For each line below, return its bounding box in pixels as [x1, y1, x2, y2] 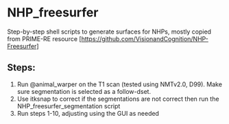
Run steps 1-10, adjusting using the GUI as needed [16, 109, 160, 117]
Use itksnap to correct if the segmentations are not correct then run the [16, 95, 219, 103]
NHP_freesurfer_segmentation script [16, 101, 121, 110]
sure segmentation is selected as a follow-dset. [16, 87, 152, 95]
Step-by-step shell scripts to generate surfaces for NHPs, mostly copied [7, 27, 211, 36]
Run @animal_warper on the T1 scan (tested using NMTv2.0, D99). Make [16, 80, 223, 88]
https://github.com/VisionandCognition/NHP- [81, 34, 209, 42]
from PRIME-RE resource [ [7, 34, 82, 42]
